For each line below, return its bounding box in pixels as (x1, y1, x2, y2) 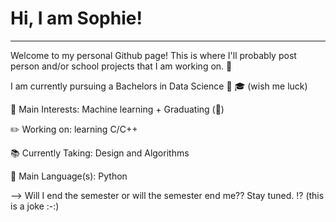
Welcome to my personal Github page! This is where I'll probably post (10, 49, 297, 61)
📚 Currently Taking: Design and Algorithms (10, 147, 190, 159)
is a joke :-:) (10, 200, 60, 212)
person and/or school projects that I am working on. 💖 (10, 60, 233, 72)
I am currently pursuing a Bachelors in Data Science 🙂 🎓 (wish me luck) (10, 80, 308, 92)
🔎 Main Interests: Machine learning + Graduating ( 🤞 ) (10, 103, 225, 115)
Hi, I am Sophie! (10, 7, 143, 30)
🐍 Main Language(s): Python (10, 170, 128, 182)
